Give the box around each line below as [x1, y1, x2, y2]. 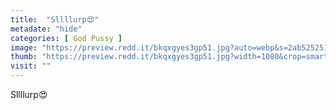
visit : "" [10, 61, 52, 71]
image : [10, 42, 38, 53]
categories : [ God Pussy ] [10, 33, 123, 43]
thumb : [10, 52, 38, 62]
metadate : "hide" [10, 24, 83, 34]
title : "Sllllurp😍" [10, 14, 100, 25]
